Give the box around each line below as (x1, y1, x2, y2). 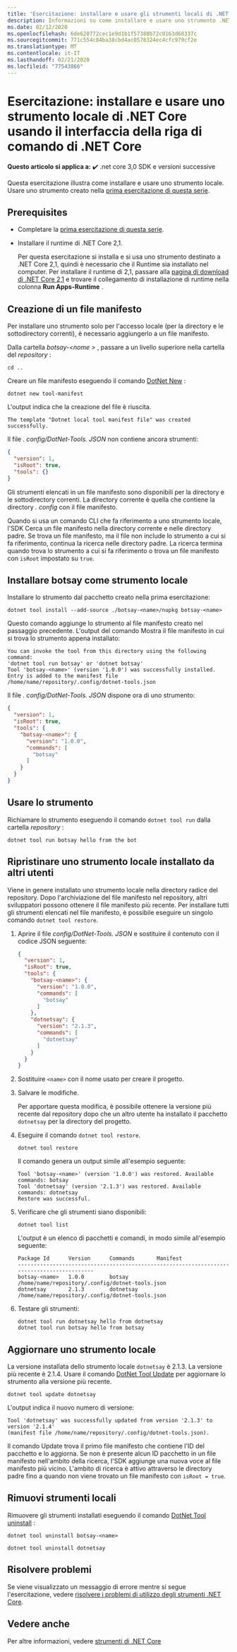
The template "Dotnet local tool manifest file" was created (7, 416, 191, 424)
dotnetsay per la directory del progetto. (17, 1117, 132, 1126)
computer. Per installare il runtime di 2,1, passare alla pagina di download (17, 268, 229, 276)
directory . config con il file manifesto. (7, 502, 118, 511)
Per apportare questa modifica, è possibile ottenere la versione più (17, 1102, 212, 1111)
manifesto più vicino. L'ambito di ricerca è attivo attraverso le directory (7, 1464, 212, 1473)
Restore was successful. (17, 1196, 91, 1203)
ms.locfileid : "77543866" (7, 63, 83, 70)
